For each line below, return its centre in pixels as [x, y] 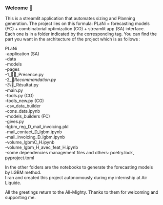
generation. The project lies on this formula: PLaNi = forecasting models [77, 23]
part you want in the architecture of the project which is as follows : [73, 39]
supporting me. [20, 198]
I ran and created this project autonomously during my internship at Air [76, 178]
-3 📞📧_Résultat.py [22, 85]
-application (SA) [22, 54]
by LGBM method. [23, 172]
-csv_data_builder [23, 106]
